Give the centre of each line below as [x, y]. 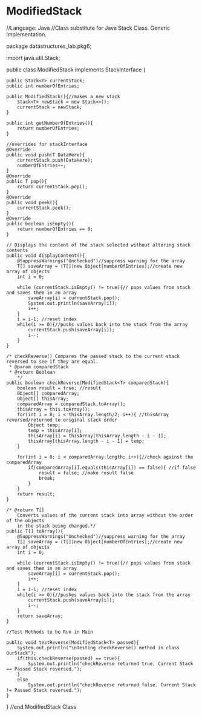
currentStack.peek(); [44, 208]
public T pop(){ [27, 181]
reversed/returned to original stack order [62, 420]
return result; [36, 494]
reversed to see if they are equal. [52, 362]
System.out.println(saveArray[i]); [73, 303]
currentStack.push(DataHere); [55, 160]
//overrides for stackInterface [47, 144]
